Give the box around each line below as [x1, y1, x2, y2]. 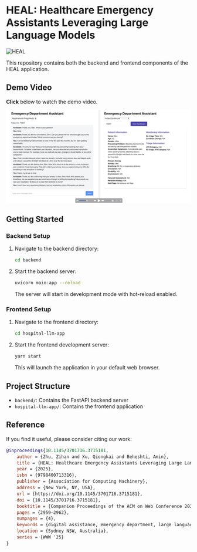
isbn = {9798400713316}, [16, 472, 77, 479]
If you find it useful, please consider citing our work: [6, 435, 132, 442]
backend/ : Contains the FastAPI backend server [14, 397, 129, 404]
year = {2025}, [16, 466, 54, 472]
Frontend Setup [6, 305, 52, 314]
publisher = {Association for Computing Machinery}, [16, 479, 148, 484]
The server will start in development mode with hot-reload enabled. [14, 291, 178, 298]
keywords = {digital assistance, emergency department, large [16, 522, 172, 528]
